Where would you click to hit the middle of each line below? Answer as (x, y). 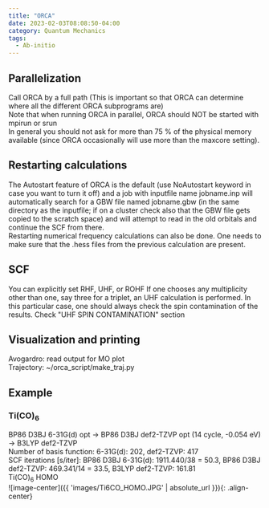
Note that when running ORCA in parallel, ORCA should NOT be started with (134, 114)
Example (31, 393)
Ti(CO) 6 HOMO (33, 478)
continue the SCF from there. (56, 227)
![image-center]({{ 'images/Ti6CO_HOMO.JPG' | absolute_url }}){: (117, 488)
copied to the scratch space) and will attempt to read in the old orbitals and (132, 218)
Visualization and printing (74, 339)
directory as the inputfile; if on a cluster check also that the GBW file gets (129, 210)
